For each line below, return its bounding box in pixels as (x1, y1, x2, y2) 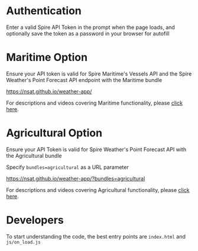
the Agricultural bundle (6, 152, 62, 159)
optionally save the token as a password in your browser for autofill (6, 30, 170, 37)
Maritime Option (6, 51, 87, 64)
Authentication (6, 4, 82, 18)
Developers (6, 214, 64, 227)
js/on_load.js (6, 239, 41, 245)
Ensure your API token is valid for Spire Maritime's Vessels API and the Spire (6, 70, 192, 77)
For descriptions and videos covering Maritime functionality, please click (6, 99, 183, 106)
